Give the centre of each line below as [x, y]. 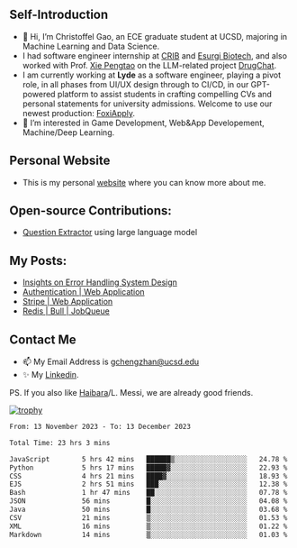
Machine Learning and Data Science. [91, 46]
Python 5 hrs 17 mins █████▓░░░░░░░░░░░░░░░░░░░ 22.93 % [148, 468]
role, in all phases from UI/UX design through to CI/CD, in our [135, 84]
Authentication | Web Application [84, 292]
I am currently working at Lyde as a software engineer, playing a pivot [152, 75]
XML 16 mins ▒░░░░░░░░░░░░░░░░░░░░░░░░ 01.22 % [148, 526]
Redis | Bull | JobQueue [66, 311]
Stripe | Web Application [67, 302]
